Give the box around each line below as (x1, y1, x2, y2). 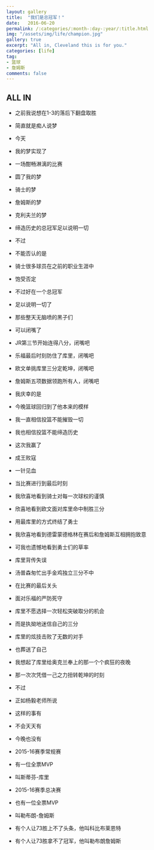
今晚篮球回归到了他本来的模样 (14, 403, 89, 411)
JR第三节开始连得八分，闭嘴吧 (14, 339, 90, 346)
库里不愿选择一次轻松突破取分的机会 (14, 608, 105, 615)
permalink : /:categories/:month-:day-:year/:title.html (6, 25, 149, 32)
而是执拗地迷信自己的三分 (14, 620, 78, 628)
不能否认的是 (14, 250, 47, 257)
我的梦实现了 (14, 148, 47, 155)
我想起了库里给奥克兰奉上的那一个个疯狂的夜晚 (14, 659, 131, 666)
